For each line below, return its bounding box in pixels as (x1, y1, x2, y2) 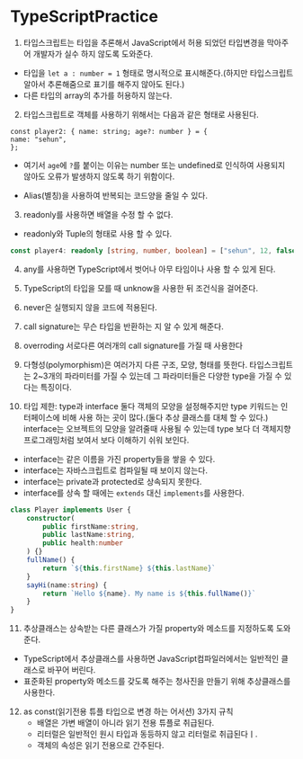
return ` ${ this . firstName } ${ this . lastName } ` (42, 564, 217, 573)
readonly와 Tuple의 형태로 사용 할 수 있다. (22, 228, 173, 239)
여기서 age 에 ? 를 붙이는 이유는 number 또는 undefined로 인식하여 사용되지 (22, 159, 286, 170)
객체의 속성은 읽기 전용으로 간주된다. (36, 740, 165, 751)
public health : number (42, 539, 124, 548)
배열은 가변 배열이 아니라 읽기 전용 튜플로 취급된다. (36, 718, 215, 728)
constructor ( (26, 513, 76, 522)
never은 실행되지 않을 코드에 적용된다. (22, 301, 158, 312)
